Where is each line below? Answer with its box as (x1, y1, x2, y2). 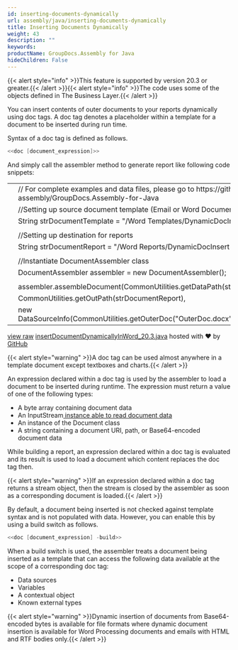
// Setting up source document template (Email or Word (18, 204, 200, 214)
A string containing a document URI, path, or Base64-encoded (17, 426, 200, 434)
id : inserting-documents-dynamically (7, 10, 119, 18)
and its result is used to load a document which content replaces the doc (7, 455, 220, 463)
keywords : (7, 43, 37, 50)
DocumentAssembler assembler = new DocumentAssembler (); (18, 267, 227, 277)
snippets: (7, 168, 35, 176)
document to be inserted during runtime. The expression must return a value (7, 381, 231, 391)
